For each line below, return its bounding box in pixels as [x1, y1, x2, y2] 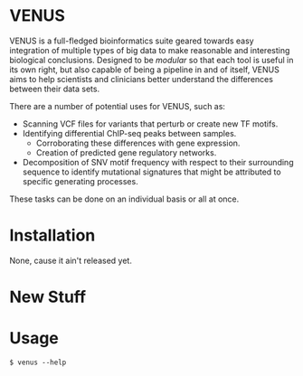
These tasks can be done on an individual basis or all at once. [9, 193, 240, 204]
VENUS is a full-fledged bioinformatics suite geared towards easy [9, 35, 255, 46]
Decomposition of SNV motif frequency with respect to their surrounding [22, 156, 294, 167]
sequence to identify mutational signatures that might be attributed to [22, 166, 282, 177]
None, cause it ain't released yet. [9, 255, 133, 266]
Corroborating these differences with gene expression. [35, 137, 241, 148]
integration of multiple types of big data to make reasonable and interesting [9, 44, 290, 55]
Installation [9, 225, 96, 246]
